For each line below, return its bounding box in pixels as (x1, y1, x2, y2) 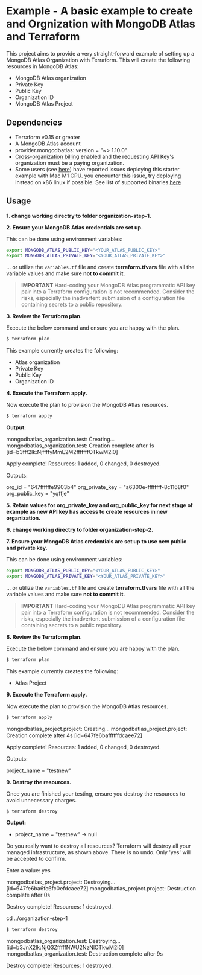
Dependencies (6, 118, 62, 128)
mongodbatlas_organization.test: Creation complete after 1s (6, 442, 154, 449)
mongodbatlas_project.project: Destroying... (6, 878, 116, 886)
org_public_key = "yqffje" (6, 490, 69, 497)
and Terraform (6, 30, 80, 43)
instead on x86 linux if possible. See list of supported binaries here (14, 178, 181, 185)
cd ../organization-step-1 (6, 915, 68, 922)
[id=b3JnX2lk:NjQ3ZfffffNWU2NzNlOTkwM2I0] (6, 944, 124, 951)
